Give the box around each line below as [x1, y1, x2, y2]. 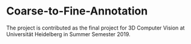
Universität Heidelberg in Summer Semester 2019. [6, 30, 131, 37]
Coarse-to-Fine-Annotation [6, 4, 148, 18]
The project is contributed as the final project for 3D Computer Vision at [6, 24, 185, 31]
